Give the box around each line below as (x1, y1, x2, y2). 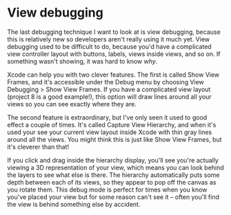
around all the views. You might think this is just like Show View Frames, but (7, 135, 222, 143)
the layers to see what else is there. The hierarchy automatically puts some (7, 171, 220, 179)
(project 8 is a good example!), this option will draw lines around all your (7, 92, 212, 101)
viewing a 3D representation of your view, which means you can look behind (7, 163, 224, 171)
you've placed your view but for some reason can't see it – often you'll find (7, 192, 219, 201)
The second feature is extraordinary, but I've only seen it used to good (7, 113, 208, 122)
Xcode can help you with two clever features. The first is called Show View (7, 71, 220, 79)
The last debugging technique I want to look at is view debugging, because (7, 28, 221, 36)
